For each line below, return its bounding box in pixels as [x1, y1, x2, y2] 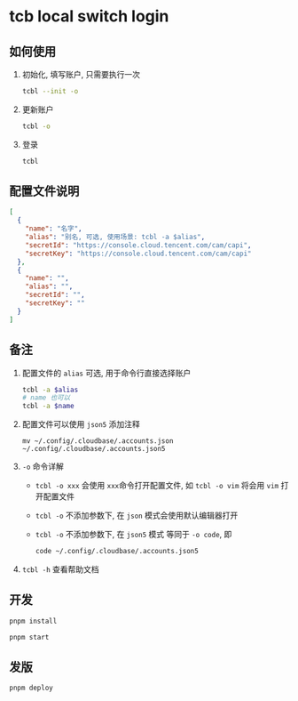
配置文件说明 [9, 184, 80, 199]
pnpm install [9, 616, 58, 625]
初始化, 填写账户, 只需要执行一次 [21, 69, 140, 79]
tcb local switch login [9, 6, 169, 27]
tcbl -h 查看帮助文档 [21, 564, 99, 575]
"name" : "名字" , [25, 224, 82, 233]
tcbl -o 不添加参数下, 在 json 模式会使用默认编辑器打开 [35, 510, 239, 521]
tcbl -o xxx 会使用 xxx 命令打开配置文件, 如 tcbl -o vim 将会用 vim [35, 480, 279, 491]
